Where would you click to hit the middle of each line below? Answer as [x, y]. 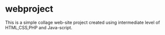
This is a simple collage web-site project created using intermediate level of [82, 22]
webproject [29, 9]
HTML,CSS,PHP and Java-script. [39, 27]
